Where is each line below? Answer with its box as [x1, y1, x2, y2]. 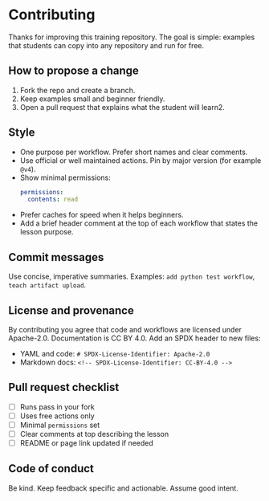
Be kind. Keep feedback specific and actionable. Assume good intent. [8, 483, 238, 493]
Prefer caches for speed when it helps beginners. [19, 210, 184, 220]
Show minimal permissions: [19, 173, 111, 182]
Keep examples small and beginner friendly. [19, 94, 165, 104]
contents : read [27, 195, 79, 204]
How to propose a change [8, 64, 139, 78]
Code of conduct [8, 462, 95, 475]
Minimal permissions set [19, 420, 100, 430]
